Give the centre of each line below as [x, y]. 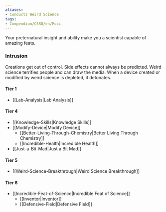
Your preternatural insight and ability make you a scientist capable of [76, 38]
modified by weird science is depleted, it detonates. [58, 77]
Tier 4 [11, 111]
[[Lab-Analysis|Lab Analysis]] [43, 100]
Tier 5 [11, 160]
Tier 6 [11, 183]
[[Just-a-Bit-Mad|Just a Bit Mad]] [47, 149]
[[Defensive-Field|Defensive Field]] [56, 204]
